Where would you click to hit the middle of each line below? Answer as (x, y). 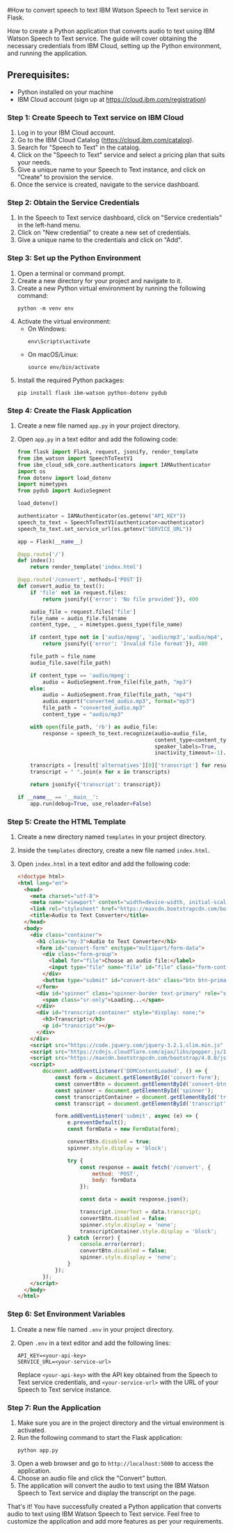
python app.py (38, 1450)
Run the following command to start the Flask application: (100, 1437)
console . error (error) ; (113, 1245)
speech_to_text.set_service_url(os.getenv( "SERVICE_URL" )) (105, 529)
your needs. (34, 163)
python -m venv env (46, 308)
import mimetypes (42, 484)
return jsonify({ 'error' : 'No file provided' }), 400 (121, 599)
